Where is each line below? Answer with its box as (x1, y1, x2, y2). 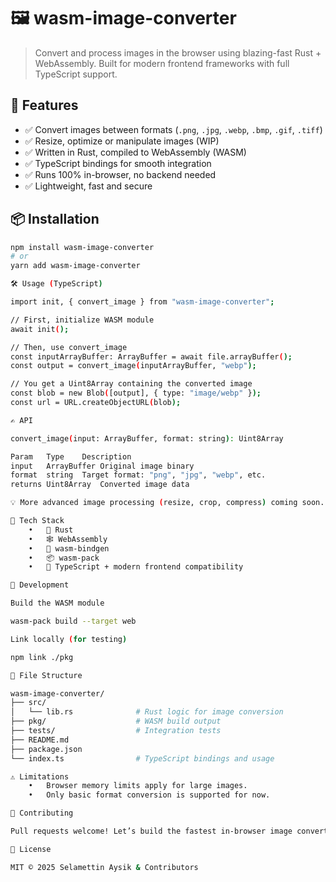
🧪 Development (10, 580, 70, 590)
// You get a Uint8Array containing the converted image (10, 379, 253, 389)
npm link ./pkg (10, 652, 74, 662)
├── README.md (10, 735, 70, 745)
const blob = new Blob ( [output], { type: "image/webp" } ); (10, 388, 262, 399)
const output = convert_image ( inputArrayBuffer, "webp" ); (10, 361, 257, 371)
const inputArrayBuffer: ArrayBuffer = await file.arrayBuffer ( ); (10, 351, 293, 362)
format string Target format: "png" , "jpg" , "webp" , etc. (10, 470, 267, 480)
